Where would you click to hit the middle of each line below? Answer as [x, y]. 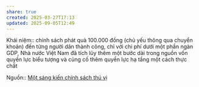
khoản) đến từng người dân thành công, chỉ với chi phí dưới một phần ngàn [100, 47]
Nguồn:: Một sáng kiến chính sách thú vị [57, 78]
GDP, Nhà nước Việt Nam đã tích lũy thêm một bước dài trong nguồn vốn [97, 53]
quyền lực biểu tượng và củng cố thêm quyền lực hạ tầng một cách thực [97, 60]
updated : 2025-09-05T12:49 [40, 23]
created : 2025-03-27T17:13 [40, 18]
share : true [21, 12]
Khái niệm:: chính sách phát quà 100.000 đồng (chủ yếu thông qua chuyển [100, 40]
